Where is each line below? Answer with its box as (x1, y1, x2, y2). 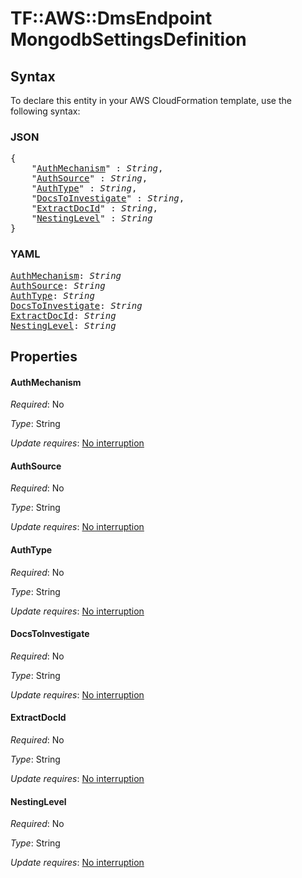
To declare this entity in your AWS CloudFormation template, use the (10, 95, 292, 106)
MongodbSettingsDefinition (10, 28, 247, 51)
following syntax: (10, 105, 81, 117)
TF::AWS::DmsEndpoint (10, 7, 213, 30)
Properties (10, 348, 78, 365)
